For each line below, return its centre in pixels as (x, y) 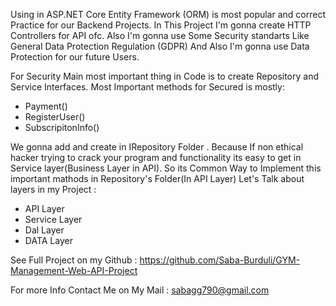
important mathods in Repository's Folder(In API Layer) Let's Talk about (157, 178)
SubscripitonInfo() (62, 127)
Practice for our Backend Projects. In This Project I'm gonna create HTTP (161, 25)
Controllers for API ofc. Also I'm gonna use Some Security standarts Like (160, 35)
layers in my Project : (53, 189)
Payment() (46, 106)
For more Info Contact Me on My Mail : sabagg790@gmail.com (140, 290)
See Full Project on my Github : (74, 260)
